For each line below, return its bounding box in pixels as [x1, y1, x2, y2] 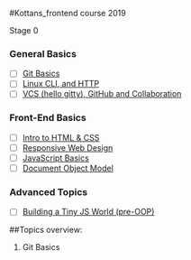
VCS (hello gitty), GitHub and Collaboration [22, 88, 182, 99]
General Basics [9, 47, 77, 60]
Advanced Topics [9, 185, 88, 198]
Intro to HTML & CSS [22, 132, 100, 143]
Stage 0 [9, 25, 39, 35]
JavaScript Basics [22, 153, 90, 163]
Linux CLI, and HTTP [22, 79, 100, 89]
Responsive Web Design [22, 142, 114, 153]
